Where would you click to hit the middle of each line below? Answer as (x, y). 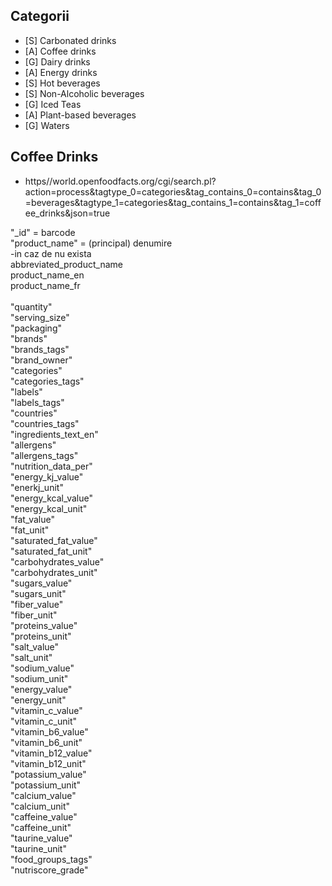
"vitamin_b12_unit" (48, 763)
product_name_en (47, 275)
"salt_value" (35, 646)
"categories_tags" (47, 381)
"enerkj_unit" (37, 487)
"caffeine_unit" (41, 827)
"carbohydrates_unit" (54, 572)
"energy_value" (41, 689)
